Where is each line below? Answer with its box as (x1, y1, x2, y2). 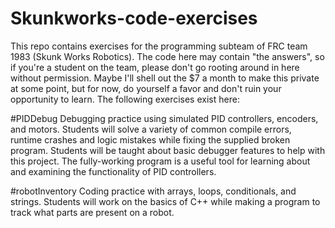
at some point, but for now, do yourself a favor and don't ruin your (10, 82, 282, 94)
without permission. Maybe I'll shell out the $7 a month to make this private (10, 72, 320, 84)
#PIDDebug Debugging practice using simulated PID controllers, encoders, (10, 112, 319, 124)
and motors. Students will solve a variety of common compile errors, (10, 123, 292, 135)
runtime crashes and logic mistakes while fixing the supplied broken (10, 133, 291, 146)
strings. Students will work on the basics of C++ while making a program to (10, 195, 321, 207)
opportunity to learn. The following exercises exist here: (10, 93, 240, 105)
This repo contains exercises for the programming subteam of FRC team (10, 40, 308, 52)
